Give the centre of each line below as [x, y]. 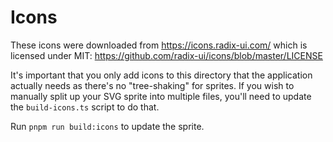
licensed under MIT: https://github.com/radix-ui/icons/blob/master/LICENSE [166, 55]
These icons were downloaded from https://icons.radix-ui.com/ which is [159, 45]
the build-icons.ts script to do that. [85, 107]
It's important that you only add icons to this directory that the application [161, 75]
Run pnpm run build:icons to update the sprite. [107, 126]
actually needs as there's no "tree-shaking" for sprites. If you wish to [152, 85]
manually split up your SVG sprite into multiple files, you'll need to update [161, 96]
